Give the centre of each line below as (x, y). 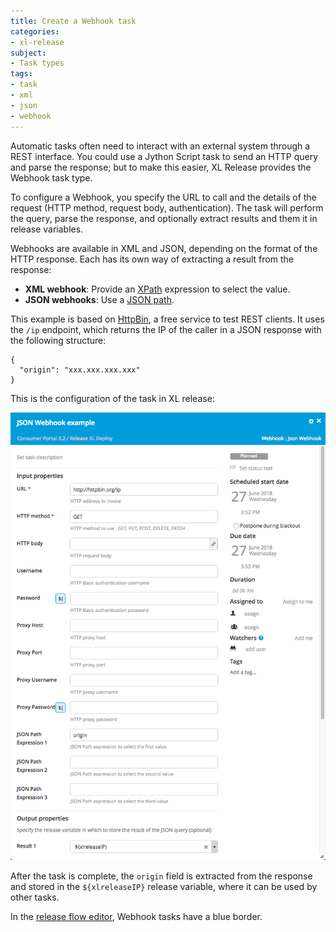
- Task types (37, 63)
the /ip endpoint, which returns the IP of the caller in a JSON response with (166, 329)
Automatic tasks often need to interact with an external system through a (160, 146)
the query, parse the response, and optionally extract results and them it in (164, 218)
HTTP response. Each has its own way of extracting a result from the (152, 259)
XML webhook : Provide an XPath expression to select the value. (157, 289)
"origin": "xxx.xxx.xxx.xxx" (80, 370)
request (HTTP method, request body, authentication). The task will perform (167, 207)
